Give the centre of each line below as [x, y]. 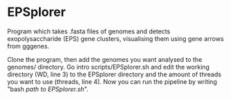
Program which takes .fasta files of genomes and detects [89, 31]
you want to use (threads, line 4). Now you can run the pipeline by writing [112, 81]
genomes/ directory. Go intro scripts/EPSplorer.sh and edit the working [109, 67]
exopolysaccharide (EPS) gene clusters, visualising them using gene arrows [115, 38]
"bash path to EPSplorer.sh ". [48, 89]
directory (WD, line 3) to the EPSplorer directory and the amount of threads [114, 74]
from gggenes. [28, 46]
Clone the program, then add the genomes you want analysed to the [105, 59]
